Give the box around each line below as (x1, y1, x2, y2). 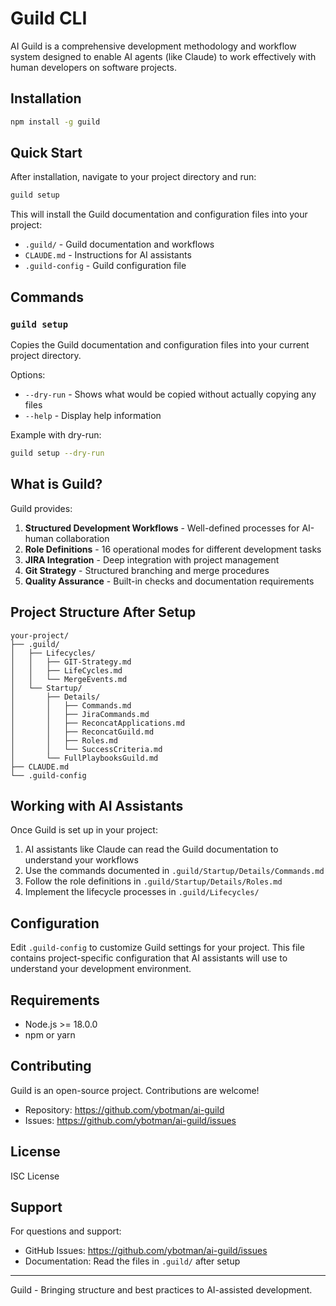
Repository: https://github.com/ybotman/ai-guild (24, 1103, 225, 1116)
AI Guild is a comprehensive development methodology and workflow (10, 40, 297, 52)
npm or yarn (24, 1028, 76, 1041)
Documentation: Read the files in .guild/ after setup (24, 1255, 241, 1267)
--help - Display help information (24, 410, 162, 421)
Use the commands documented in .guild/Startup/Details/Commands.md (24, 865, 325, 877)
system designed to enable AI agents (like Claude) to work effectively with (10, 50, 317, 62)
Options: (10, 369, 46, 381)
